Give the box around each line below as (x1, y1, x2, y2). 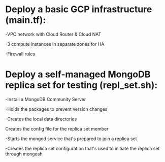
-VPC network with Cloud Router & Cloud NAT (5, 31, 102, 37)
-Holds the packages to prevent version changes (5, 106, 108, 112)
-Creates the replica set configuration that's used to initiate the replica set (5, 145, 160, 151)
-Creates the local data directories (5, 116, 77, 122)
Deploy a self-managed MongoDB (5, 69, 151, 80)
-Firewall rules (5, 51, 36, 57)
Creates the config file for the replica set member (5, 125, 109, 132)
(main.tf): (5, 14, 46, 26)
